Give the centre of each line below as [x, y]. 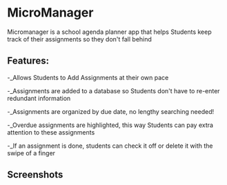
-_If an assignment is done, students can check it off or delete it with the [110, 146]
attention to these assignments [51, 132]
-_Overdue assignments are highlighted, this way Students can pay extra [110, 125]
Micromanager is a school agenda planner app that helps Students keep [109, 32]
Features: [28, 61]
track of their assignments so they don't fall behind [79, 39]
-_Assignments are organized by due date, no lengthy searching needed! [111, 111]
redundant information [39, 98]
